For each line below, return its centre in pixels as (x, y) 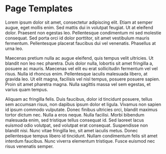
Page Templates (39, 9)
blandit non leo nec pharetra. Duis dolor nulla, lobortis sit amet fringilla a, (79, 63)
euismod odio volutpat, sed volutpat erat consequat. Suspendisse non (77, 125)
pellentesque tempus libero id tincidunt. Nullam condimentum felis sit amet (81, 136)
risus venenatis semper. (29, 146)
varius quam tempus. (27, 89)
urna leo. (14, 48)
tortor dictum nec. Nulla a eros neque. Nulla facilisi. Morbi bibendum (75, 115)
